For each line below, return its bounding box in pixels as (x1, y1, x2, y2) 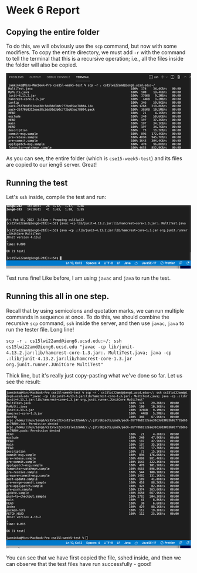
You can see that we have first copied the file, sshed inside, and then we (6, 554, 182, 561)
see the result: (6, 378, 41, 385)
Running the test (6, 178, 68, 188)
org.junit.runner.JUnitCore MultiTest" (6, 362, 104, 367)
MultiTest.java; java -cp (108, 350, 172, 356)
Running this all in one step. (6, 292, 110, 302)
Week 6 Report (6, 4, 80, 17)
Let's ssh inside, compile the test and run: (6, 194, 107, 201)
